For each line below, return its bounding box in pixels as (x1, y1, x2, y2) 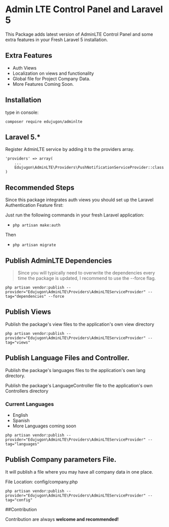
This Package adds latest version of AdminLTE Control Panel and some (5, 31, 153, 37)
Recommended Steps (5, 183, 74, 192)
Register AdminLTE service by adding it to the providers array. (5, 146, 135, 152)
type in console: (5, 109, 39, 115)
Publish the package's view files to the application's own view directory (5, 321, 154, 327)
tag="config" (5, 497, 33, 503)
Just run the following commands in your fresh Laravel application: (5, 212, 144, 218)
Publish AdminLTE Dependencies (5, 256, 112, 265)
